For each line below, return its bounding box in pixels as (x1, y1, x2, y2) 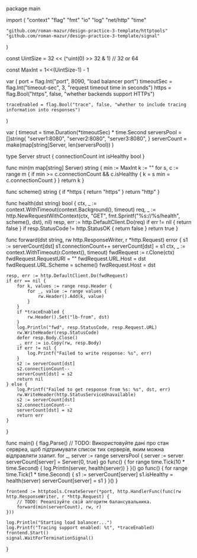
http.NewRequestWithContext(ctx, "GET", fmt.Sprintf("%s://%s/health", (6, 212, 180, 219)
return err (17, 413, 44, 418)
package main (6, 5, 41, 12)
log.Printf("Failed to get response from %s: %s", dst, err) (17, 387, 170, 392)
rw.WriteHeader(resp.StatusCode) (17, 330, 99, 336)
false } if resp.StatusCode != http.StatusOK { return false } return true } (6, 225, 179, 232)
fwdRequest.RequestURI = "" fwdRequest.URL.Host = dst (6, 255, 146, 262)
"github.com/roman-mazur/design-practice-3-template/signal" (6, 33, 160, 39)
